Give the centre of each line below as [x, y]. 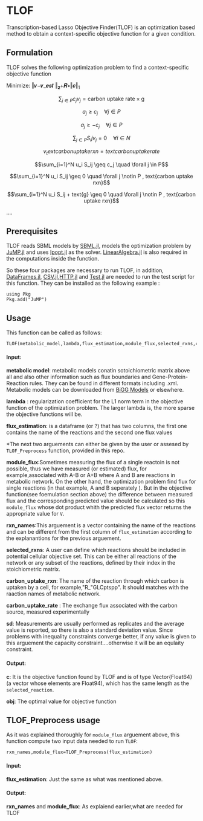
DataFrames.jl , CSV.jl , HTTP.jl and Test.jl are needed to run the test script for [101, 277]
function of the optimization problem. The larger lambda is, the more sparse [101, 408]
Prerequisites [32, 231]
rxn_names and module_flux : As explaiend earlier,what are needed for [95, 806]
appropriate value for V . [35, 514]
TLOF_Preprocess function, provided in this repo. [66, 450]
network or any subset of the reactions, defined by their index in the [91, 563]
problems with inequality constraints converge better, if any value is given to [101, 637]
